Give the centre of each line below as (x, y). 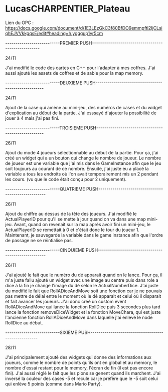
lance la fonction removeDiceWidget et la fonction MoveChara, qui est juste (83, 312)
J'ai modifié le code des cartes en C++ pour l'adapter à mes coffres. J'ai (80, 68)
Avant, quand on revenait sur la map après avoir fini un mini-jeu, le (82, 224)
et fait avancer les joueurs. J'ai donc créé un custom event (66, 301)
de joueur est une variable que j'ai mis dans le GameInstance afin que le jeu (83, 163)
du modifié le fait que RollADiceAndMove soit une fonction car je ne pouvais (84, 291)
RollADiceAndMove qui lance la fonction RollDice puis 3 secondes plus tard (83, 307)
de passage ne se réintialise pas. (39, 240)
